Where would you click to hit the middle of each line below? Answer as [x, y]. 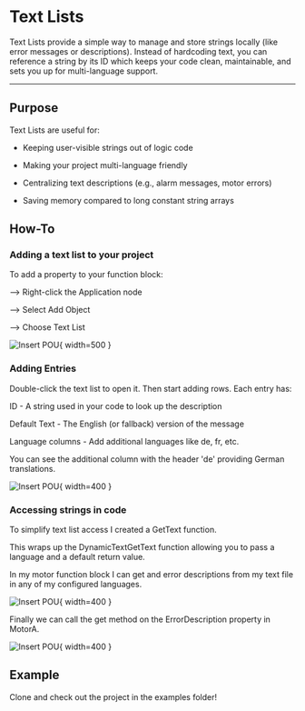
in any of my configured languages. [76, 585]
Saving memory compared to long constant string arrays [128, 200]
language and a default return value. [77, 557]
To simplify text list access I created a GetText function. [113, 530]
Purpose [34, 108]
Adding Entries [43, 368]
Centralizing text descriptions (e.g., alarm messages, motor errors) [147, 183]
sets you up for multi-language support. [84, 71]
